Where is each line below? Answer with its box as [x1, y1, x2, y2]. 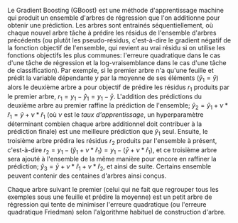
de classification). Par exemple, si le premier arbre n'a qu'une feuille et [7, 67, 215, 74]
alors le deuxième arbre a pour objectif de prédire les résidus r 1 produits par [7, 83, 229, 93]
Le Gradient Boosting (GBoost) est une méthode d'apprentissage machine [7, 6, 224, 14]
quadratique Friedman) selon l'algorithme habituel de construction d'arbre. [7, 208, 226, 217]
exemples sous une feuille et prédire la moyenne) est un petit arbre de [7, 193, 212, 201]
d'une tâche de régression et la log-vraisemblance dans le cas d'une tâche [7, 59, 227, 67]
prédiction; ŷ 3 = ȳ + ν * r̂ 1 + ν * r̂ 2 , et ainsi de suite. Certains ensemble [7, 162, 212, 173]
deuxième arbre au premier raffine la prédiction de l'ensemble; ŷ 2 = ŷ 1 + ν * [7, 101, 229, 112]
